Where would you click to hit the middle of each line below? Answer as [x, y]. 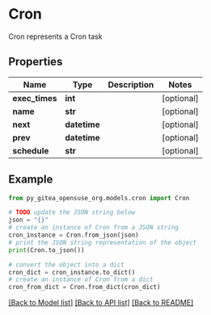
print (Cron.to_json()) [46, 250]
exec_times [35, 98]
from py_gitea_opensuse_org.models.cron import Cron [99, 198]
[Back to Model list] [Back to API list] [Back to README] [101, 303]
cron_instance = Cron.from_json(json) [74, 235]
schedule [31, 150]
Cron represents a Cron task [55, 36]
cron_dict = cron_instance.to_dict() [72, 272]
